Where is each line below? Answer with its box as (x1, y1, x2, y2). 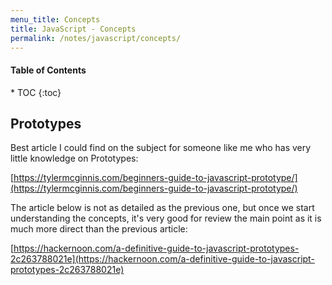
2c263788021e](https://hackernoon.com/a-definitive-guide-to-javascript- (10, 253, 315, 265)
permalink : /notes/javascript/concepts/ (10, 33, 182, 43)
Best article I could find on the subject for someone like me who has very (10, 142, 312, 154)
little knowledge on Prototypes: (10, 152, 139, 165)
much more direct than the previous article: (10, 223, 188, 235)
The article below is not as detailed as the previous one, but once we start (10, 202, 315, 214)
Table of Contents (10, 64, 87, 76)
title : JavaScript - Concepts (10, 24, 137, 34)
